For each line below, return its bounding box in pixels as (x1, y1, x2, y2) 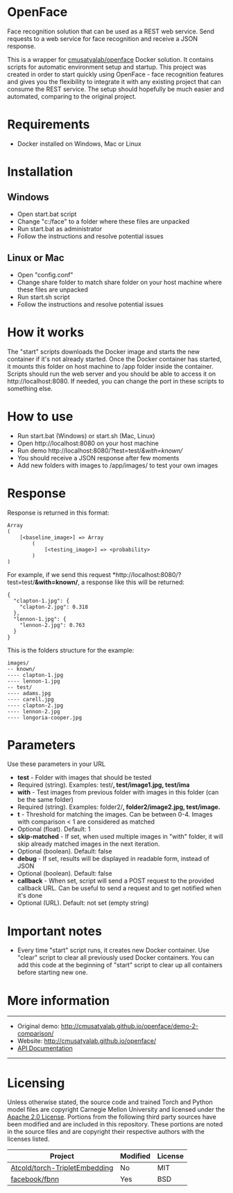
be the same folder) (17, 796, 74, 804)
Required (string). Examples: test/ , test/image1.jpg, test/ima (17, 781, 190, 789)
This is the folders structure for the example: (7, 646, 135, 654)
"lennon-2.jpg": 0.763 (19, 621, 85, 628)
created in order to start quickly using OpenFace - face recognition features (7, 70, 224, 78)
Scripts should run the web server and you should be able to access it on (7, 369, 216, 378)
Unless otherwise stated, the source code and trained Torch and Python (7, 1098, 213, 1106)
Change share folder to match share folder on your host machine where (17, 278, 222, 286)
